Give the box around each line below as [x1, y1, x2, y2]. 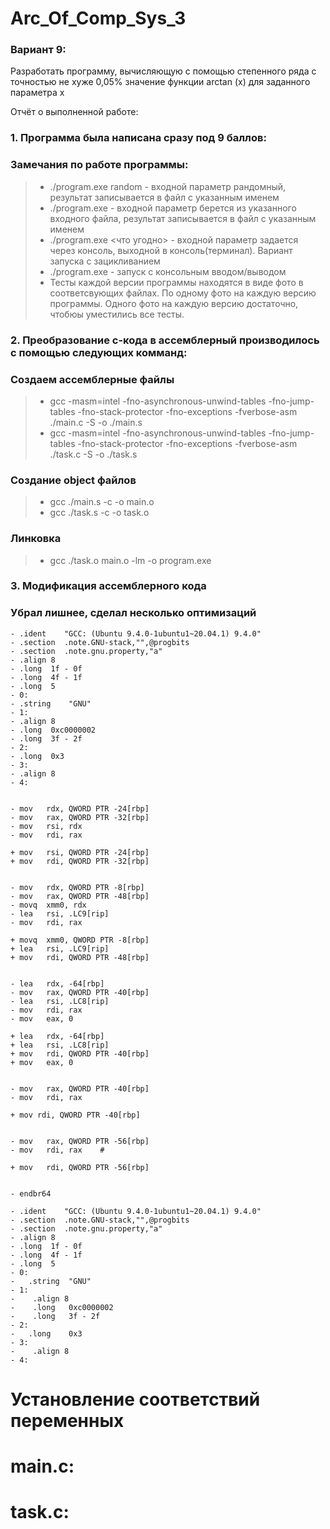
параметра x [10, 87, 65, 99]
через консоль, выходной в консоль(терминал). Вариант [49, 244, 293, 256]
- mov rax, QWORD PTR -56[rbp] [10, 1136, 150, 1146]
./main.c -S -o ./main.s [49, 416, 143, 428]
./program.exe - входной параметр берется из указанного [49, 202, 297, 214]
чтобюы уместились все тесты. [49, 308, 185, 320]
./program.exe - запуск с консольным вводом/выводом [49, 265, 287, 277]
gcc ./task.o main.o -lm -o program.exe [49, 554, 212, 566]
